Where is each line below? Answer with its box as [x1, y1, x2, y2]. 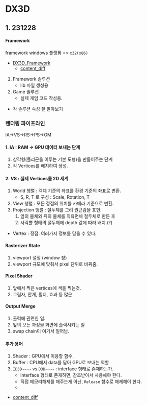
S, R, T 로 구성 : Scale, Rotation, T [20, 194, 90, 200]
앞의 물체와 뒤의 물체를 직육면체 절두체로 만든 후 [20, 213, 115, 220]
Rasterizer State [5, 243, 40, 249]
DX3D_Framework [12, 60, 51, 66]
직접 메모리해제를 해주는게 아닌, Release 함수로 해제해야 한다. [20, 378, 142, 385]
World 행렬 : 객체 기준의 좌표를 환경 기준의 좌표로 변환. [12, 187, 121, 194]
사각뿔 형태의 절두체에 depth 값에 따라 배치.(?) [20, 220, 113, 226]
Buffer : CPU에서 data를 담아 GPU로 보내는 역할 [12, 360, 109, 366]
